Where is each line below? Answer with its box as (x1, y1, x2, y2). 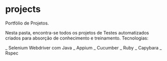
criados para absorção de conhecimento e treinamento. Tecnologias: (5, 35, 149, 41)
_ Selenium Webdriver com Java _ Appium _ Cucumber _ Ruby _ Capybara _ (5, 44, 162, 50)
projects (5, 3, 41, 15)
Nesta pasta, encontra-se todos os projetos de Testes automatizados (5, 29, 149, 35)
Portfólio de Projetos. (5, 20, 49, 26)
